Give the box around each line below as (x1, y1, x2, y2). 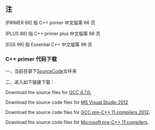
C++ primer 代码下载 (5, 55, 57, 63)
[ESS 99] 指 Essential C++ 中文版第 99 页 (5, 41, 92, 47)
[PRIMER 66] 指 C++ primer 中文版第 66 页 (5, 20, 96, 26)
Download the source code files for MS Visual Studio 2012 (5, 99, 128, 105)
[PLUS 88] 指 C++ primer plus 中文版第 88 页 (5, 30, 101, 36)
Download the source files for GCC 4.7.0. (5, 89, 91, 96)
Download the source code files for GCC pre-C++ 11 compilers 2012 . (5, 109, 150, 116)
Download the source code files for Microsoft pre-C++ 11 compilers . (5, 119, 149, 125)
